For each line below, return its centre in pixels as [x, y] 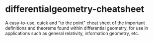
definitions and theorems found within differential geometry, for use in [77, 28]
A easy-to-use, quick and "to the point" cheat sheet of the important [75, 23]
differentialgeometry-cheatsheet [75, 9]
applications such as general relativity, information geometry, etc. [72, 33]
